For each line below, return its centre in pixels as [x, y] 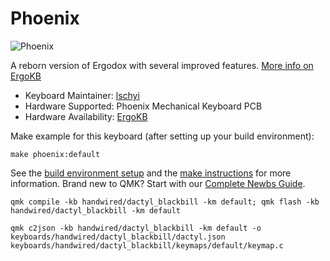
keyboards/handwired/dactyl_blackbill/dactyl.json [118, 237]
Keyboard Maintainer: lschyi [82, 95]
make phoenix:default [55, 154]
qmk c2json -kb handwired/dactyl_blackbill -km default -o [136, 228]
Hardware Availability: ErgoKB [86, 116]
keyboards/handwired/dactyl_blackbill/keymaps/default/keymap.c [147, 245]
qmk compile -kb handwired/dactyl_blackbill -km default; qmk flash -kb [165, 202]
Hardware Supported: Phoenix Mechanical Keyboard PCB [143, 106]
